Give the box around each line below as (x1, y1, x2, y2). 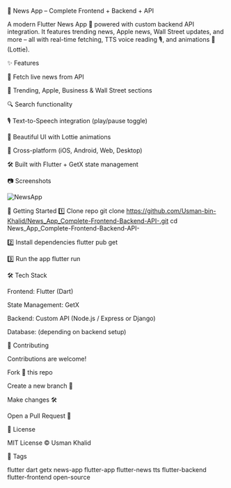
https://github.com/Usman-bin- (126, 207, 216, 215)
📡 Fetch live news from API (7, 73, 85, 81)
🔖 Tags (7, 452, 27, 460)
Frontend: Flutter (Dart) (7, 288, 74, 295)
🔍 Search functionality (7, 100, 73, 108)
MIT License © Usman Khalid (7, 439, 92, 447)
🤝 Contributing (7, 341, 49, 349)
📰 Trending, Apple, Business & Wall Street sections (7, 86, 152, 94)
